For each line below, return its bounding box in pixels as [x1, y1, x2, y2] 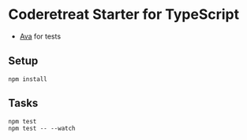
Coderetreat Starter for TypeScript [8, 6, 240, 24]
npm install [8, 75, 47, 83]
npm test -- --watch [8, 124, 77, 132]
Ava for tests [19, 31, 62, 41]
